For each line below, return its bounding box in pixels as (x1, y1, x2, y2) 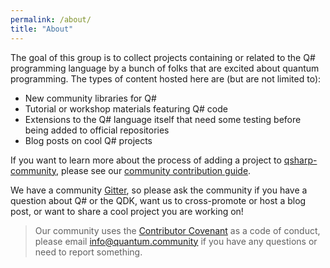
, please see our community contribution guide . (55, 164, 252, 176)
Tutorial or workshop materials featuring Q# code (24, 102, 228, 115)
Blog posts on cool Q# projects (24, 134, 153, 146)
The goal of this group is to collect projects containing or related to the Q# (10, 51, 316, 63)
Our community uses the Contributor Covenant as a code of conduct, (34, 224, 321, 236)
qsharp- (283, 154, 318, 166)
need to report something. (34, 246, 143, 258)
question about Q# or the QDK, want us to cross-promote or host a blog (10, 194, 307, 206)
